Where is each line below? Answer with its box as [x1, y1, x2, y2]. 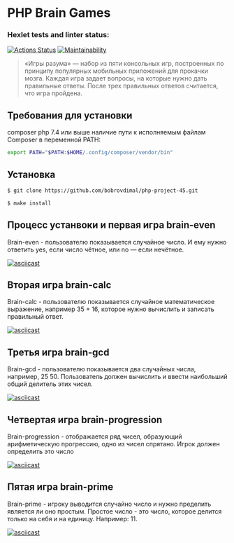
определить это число [7, 447, 75, 455]
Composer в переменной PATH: [7, 135, 101, 144]
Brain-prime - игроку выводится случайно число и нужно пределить [7, 500, 212, 508]
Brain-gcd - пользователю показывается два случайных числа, [7, 365, 196, 373]
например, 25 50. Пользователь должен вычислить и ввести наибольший [7, 373, 228, 381]
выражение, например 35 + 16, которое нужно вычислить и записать [7, 305, 214, 313]
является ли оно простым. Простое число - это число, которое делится [7, 507, 222, 516]
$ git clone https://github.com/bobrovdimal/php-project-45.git [7, 187, 198, 194]
